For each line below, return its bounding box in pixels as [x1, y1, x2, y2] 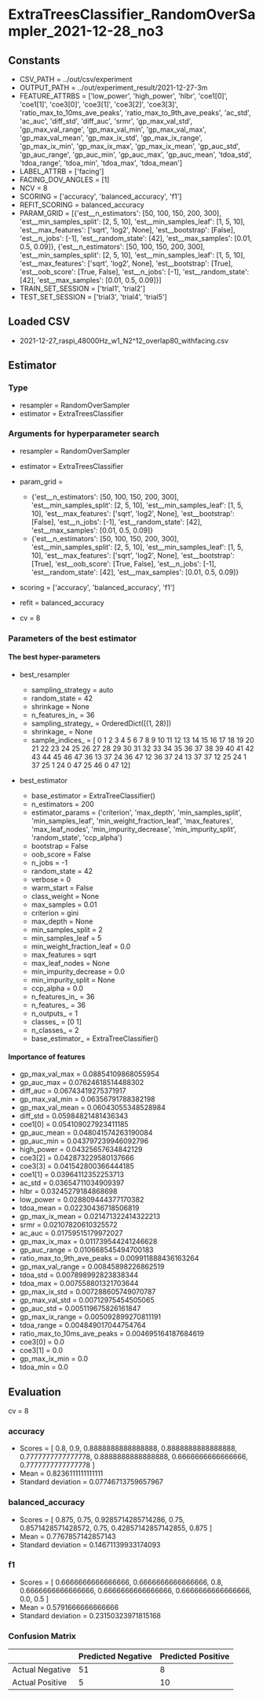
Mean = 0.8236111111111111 [19, 1469, 104, 1478]
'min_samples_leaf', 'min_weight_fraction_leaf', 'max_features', [31, 816, 234, 825]
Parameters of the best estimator [8, 633, 137, 644]
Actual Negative [12, 1664, 71, 1675]
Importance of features [8, 1052, 86, 1061]
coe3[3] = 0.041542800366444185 [19, 1161, 135, 1171]
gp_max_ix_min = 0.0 [19, 1354, 89, 1364]
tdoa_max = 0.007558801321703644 [19, 1279, 139, 1288]
